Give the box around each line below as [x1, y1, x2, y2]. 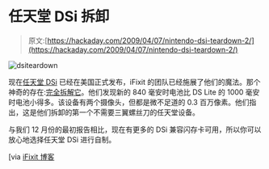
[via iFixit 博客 [8, 151, 55, 162]
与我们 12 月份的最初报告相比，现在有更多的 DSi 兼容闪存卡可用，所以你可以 [8, 125, 262, 134]
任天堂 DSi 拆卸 [8, 7, 110, 26]
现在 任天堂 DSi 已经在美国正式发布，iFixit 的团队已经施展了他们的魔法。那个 [8, 77, 261, 87]
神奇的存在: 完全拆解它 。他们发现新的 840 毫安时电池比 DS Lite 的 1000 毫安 [8, 87, 260, 97]
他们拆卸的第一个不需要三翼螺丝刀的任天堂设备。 [36, 107, 200, 117]
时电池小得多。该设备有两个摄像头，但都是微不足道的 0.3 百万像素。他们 [8, 97, 250, 107]
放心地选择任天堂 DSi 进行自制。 [8, 134, 116, 144]
